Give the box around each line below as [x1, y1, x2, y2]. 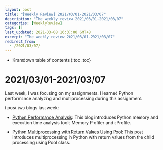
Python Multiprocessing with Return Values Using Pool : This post [12, 129, 143, 135]
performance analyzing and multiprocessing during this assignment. [5, 95, 143, 101]
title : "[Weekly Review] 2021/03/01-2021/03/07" [5, 12, 106, 17]
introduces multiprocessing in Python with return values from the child [12, 134, 154, 140]
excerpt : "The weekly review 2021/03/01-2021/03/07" [5, 35, 115, 40]
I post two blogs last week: [5, 105, 59, 110]
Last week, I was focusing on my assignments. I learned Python [5, 90, 134, 96]
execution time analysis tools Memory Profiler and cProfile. [12, 119, 131, 125]
